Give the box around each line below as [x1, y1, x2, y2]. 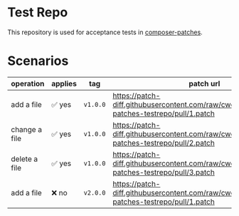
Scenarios [7, 53, 69, 69]
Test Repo [7, 4, 68, 21]
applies [51, 78, 77, 88]
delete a [11, 154, 38, 164]
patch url [188, 78, 221, 88]
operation [11, 78, 45, 88]
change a [11, 124, 43, 134]
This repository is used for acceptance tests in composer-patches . [7, 28, 203, 36]
